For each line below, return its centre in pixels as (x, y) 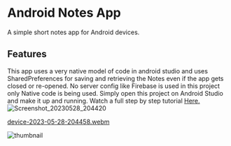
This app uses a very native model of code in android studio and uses (108, 71)
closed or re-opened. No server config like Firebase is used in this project (114, 86)
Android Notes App (64, 13)
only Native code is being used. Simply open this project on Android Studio (115, 93)
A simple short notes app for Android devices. (73, 32)
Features (27, 54)
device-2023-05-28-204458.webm (58, 122)
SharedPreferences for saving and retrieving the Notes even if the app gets (115, 78)
